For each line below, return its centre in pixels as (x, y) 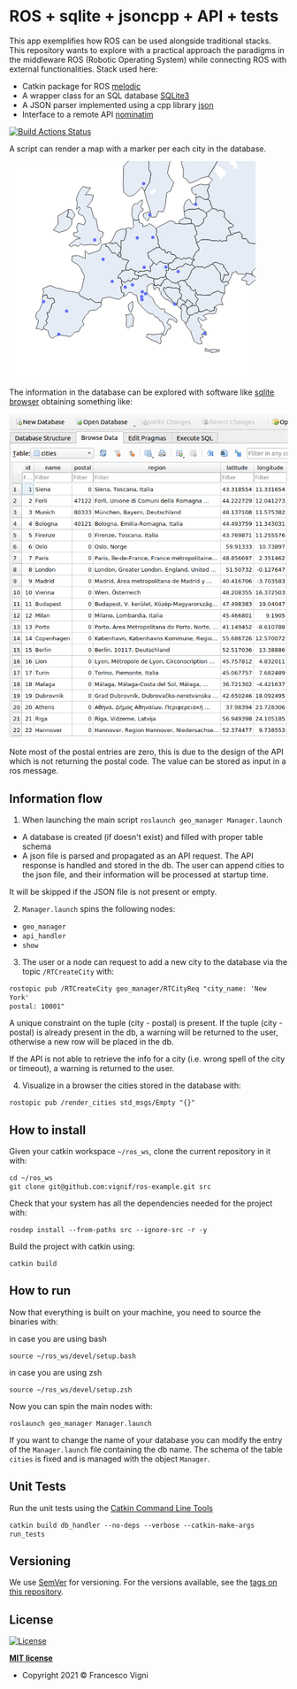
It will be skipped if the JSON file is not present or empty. (113, 892)
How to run (40, 1291)
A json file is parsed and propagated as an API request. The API (137, 856)
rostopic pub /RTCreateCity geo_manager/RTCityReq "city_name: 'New (138, 989)
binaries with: (34, 1322)
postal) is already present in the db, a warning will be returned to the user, (144, 1032)
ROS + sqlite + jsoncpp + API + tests (144, 16)
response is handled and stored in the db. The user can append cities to (153, 866)
